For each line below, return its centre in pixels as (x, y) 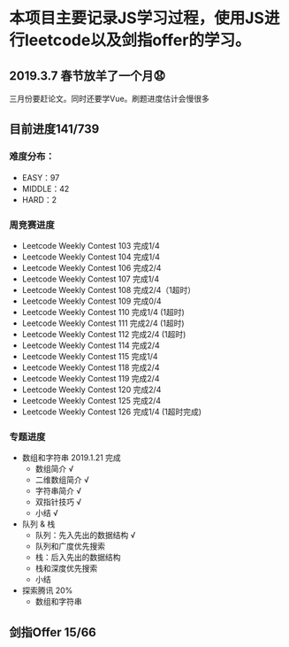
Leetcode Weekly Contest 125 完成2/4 (91, 400)
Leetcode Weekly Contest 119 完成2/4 (91, 378)
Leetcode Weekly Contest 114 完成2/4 (91, 345)
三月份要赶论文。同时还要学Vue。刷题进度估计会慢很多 (110, 99)
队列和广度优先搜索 (70, 546)
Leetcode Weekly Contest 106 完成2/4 (91, 267)
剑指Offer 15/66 (53, 632)
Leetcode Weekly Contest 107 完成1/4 (91, 279)
